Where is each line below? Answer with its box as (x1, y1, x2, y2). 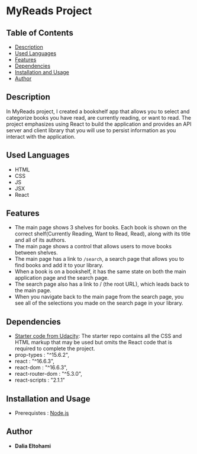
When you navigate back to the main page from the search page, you (14, 293, 184, 300)
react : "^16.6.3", (14, 357, 55, 365)
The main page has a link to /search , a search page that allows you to (14, 255, 185, 263)
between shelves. (14, 249, 58, 256)
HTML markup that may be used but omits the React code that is (14, 339, 173, 346)
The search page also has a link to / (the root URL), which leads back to (14, 280, 189, 288)
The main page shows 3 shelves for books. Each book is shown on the (14, 224, 187, 231)
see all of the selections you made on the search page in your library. (14, 299, 183, 306)
